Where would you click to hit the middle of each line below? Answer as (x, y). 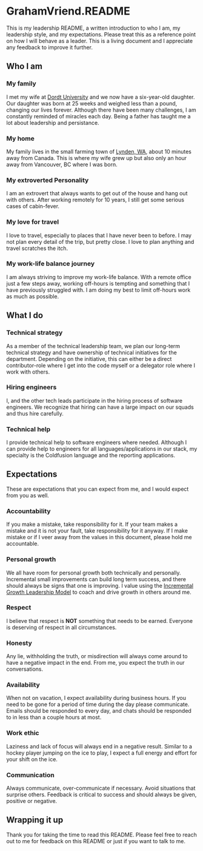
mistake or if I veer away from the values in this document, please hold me (99, 537)
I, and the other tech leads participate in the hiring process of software (95, 400)
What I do (25, 316)
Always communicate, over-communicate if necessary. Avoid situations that (101, 788)
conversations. (25, 669)
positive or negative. (32, 801)
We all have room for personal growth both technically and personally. (94, 573)
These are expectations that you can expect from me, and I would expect (98, 489)
